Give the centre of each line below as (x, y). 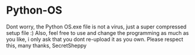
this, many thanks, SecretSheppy (47, 46)
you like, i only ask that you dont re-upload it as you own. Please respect (95, 39)
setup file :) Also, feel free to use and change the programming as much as (97, 33)
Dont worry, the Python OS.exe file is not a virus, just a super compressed (96, 27)
